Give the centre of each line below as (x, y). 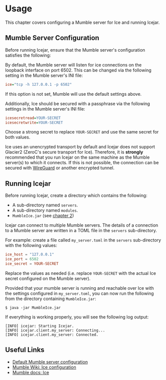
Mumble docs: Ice (31, 372)
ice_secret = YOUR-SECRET (32, 263)
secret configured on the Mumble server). (48, 278)
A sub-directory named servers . (45, 205)
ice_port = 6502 (22, 259)
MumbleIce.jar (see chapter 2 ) (43, 216)
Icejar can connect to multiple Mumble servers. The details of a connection (82, 225)
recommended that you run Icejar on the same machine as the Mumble (78, 157)
